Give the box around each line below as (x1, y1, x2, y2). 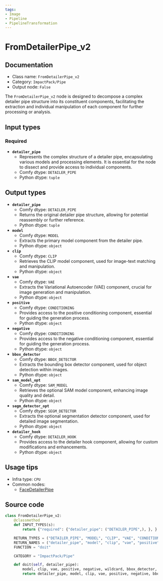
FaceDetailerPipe (19, 486, 54, 492)
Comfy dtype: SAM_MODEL (19, 382, 68, 388)
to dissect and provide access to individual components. (19, 164, 132, 170)
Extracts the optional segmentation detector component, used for (19, 413, 150, 419)
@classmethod (14, 518, 40, 523)
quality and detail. (19, 392, 55, 398)
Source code (5, 500, 45, 509)
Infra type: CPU (12, 476, 41, 482)
